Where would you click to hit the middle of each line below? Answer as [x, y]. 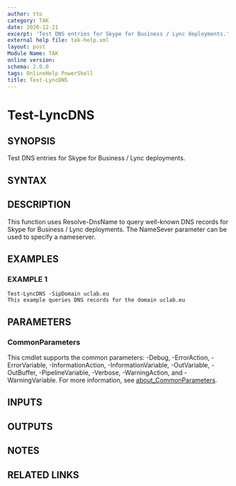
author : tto [25, 14]
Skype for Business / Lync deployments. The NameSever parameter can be [117, 229]
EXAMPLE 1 [28, 279]
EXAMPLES [33, 259]
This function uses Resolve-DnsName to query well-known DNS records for [118, 221]
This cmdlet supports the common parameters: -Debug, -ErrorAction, [109, 357]
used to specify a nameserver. [52, 237]
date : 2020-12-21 [33, 27]
